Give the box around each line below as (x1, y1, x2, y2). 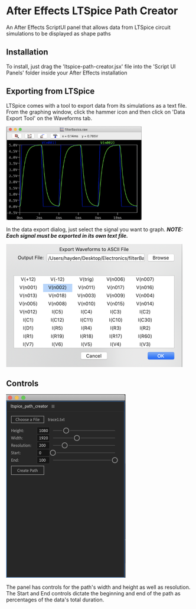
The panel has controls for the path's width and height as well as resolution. (6, 584, 191, 591)
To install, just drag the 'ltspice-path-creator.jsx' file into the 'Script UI (6, 63, 176, 70)
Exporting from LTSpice (6, 86, 95, 96)
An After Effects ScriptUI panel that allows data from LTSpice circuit (6, 24, 171, 31)
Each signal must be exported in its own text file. (6, 232, 129, 239)
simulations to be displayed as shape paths (6, 30, 111, 37)
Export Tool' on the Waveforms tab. (6, 114, 93, 122)
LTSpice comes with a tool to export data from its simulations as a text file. (6, 102, 187, 109)
